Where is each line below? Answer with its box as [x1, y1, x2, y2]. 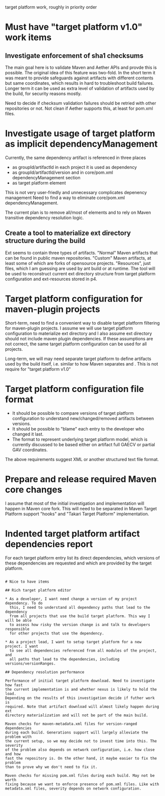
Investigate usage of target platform [5, 128, 156, 139]
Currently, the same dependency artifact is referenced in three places [5, 155, 146, 161]
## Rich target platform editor [5, 588, 71, 593]
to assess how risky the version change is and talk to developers [9, 622, 151, 627]
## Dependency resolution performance [5, 669, 84, 674]
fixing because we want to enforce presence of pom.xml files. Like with [5, 782, 160, 787]
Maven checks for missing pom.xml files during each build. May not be [5, 773, 155, 778]
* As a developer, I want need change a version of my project [5, 596, 137, 601]
